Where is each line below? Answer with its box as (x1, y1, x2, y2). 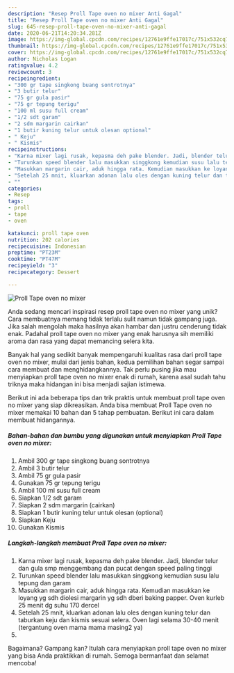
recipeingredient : (8, 74, 61, 82)
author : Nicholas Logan (8, 56, 77, 63)
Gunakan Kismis (17, 523, 65, 531)
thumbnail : (8, 42, 40, 49)
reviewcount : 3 (8, 68, 52, 75)
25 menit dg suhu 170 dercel (17, 601, 99, 609)
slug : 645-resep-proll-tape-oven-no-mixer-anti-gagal (8, 23, 167, 30)
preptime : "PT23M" (8, 249, 61, 256)
